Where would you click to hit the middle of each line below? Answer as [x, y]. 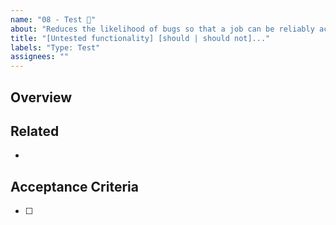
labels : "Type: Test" [55, 47]
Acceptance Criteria [74, 186]
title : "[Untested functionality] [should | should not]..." [140, 38]
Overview [41, 97]
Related [35, 131]
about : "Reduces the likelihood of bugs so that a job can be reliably [162, 29]
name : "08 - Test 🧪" [53, 19]
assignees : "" [40, 57]
